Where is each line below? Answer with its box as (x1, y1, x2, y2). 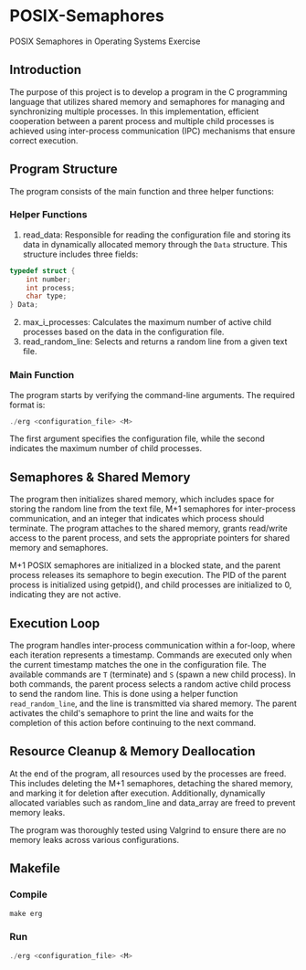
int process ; (26, 283, 76, 292)
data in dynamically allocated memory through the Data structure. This (22, 238, 288, 249)
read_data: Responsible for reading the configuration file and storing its (22, 229, 291, 240)
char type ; (26, 291, 68, 301)
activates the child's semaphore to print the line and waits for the (9, 708, 254, 719)
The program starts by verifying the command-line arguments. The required (9, 389, 295, 400)
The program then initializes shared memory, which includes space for (9, 494, 275, 505)
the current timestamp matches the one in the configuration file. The (9, 659, 267, 670)
